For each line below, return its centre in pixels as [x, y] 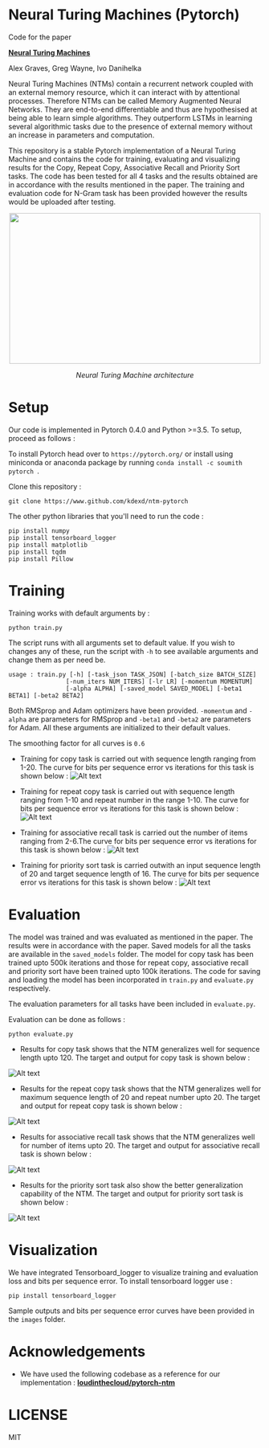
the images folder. [37, 1319]
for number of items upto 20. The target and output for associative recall [140, 1145]
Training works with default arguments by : [79, 613]
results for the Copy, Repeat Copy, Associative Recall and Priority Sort [124, 167]
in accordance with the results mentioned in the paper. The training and [126, 184]
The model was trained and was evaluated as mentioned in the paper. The [131, 937]
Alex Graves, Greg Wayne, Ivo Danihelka [75, 68]
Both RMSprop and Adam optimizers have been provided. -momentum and [128, 710]
